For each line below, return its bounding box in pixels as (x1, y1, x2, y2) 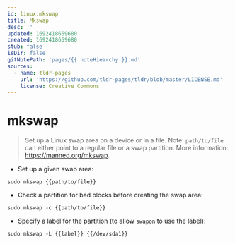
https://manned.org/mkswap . (24, 151, 110, 159)
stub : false (7, 43, 42, 50)
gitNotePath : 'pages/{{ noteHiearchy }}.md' (7, 56, 141, 63)
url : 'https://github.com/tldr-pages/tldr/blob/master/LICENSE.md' (20, 75, 223, 83)
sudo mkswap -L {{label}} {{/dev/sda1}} (7, 231, 129, 238)
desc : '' (7, 23, 33, 30)
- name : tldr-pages (13, 69, 71, 76)
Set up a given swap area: (17, 165, 94, 173)
